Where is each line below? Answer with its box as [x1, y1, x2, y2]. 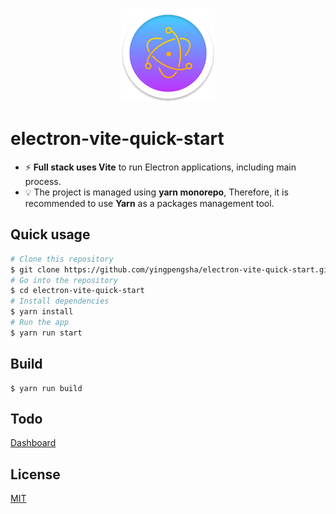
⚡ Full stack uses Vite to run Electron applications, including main [24, 161, 297, 173]
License [10, 466, 61, 483]
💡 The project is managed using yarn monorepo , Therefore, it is [24, 186, 289, 198]
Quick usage [10, 226, 91, 243]
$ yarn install [10, 307, 74, 317]
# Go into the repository [10, 275, 118, 285]
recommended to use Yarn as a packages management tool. [24, 197, 275, 209]
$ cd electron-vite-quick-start [10, 286, 145, 296]
